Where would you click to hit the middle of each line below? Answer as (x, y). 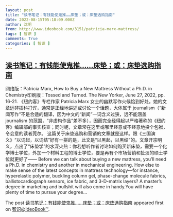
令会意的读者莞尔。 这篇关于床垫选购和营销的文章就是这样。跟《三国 (78, 133)
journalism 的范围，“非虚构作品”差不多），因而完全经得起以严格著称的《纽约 (85, 121)
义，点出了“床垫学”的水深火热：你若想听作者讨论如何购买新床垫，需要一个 (84, 146)
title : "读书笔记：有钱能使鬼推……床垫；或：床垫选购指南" (60, 15)
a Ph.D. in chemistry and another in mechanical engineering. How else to (82, 165)
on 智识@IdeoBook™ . (28, 209)
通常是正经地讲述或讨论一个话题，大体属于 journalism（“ (101, 108)
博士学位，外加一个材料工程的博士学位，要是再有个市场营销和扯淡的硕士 (86, 152)
